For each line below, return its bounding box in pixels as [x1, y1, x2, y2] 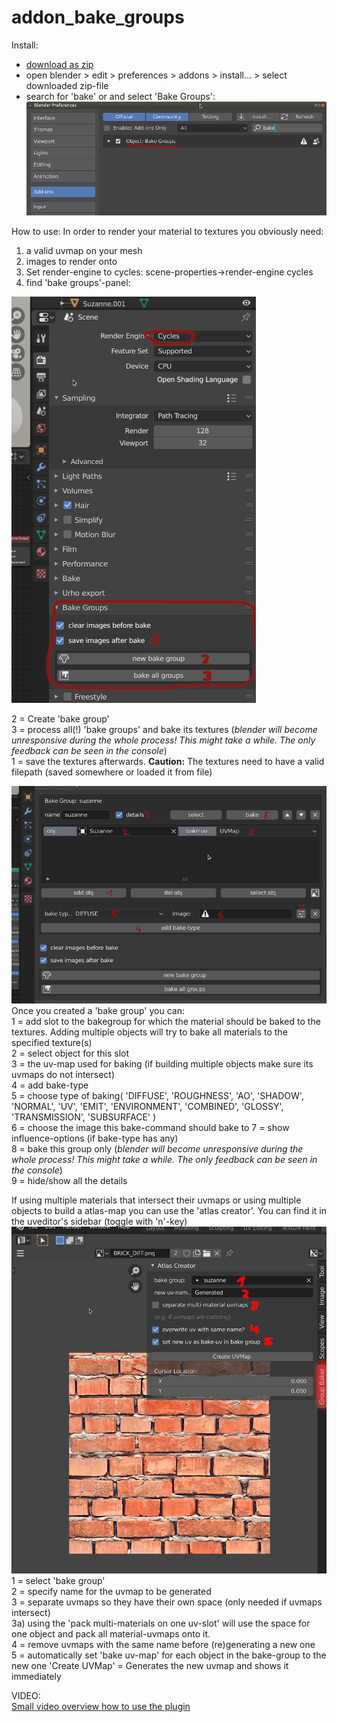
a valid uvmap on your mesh [25, 245, 143, 257]
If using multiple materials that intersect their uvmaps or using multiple [11, 1194, 302, 1206]
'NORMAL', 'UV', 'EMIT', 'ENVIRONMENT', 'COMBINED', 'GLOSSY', [11, 1101, 284, 1113]
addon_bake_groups [11, 6, 185, 29]
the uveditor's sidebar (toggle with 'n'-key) [11, 1216, 188, 1228]
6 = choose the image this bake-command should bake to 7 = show [11, 1122, 290, 1134]
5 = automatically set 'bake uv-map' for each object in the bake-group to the [11, 1649, 327, 1661]
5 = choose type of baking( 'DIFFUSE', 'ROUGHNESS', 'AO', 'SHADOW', [11, 1090, 304, 1102]
